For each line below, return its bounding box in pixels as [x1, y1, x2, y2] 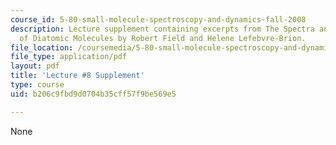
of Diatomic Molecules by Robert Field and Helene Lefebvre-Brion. [19, 33, 307, 43]
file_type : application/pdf [10, 52, 128, 62]
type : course [10, 80, 65, 90]
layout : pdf [10, 61, 60, 71]
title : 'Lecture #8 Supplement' [10, 71, 145, 81]
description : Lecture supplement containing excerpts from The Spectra [10, 24, 315, 34]
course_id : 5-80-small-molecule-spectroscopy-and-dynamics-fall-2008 [10, 14, 307, 25]
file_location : [10, 42, 74, 53]
